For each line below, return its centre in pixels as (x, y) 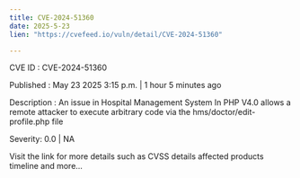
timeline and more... (46, 166)
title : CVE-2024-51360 (52, 18)
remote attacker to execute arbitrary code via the (100, 112)
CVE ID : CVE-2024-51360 (58, 67)
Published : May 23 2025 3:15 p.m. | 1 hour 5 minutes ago (115, 85)
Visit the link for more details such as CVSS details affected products (137, 156)
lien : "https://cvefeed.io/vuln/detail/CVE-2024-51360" (116, 34)
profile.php (30, 121)
